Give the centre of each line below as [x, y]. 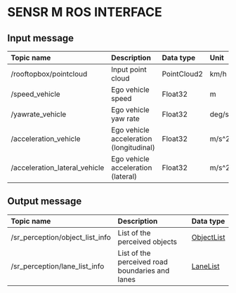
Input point [129, 69]
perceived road [143, 261]
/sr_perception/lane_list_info [58, 266]
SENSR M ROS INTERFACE [85, 12]
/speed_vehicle [36, 94]
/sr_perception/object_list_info [61, 237]
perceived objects [147, 241]
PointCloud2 [183, 74]
